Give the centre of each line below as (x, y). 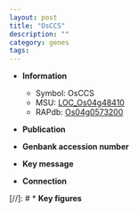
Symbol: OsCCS (65, 94)
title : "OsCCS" (37, 26)
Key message (48, 164)
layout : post (33, 17)
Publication (44, 129)
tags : (19, 51)
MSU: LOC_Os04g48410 (80, 102)
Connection (44, 181)
